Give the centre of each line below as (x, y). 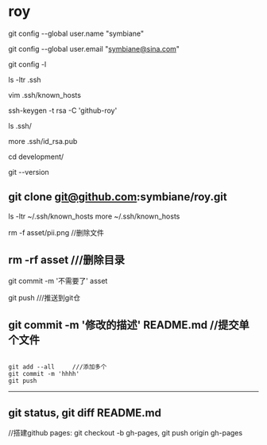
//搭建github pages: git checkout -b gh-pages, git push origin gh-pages (126, 433)
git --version (29, 172)
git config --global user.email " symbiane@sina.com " (94, 48)
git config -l (27, 64)
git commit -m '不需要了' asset (58, 281)
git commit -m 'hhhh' (44, 374)
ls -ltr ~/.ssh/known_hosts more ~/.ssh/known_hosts (94, 216)
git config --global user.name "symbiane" (76, 33)
